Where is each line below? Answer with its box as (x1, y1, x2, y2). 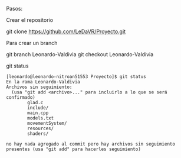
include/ (27, 105, 49, 111)
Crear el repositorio (6, 17, 54, 23)
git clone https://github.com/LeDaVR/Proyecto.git (6, 28, 126, 35)
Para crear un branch (6, 40, 58, 46)
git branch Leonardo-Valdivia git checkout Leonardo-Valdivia (6, 51, 154, 58)
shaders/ (27, 131, 49, 137)
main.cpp (27, 110, 49, 116)
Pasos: (6, 5, 23, 12)
